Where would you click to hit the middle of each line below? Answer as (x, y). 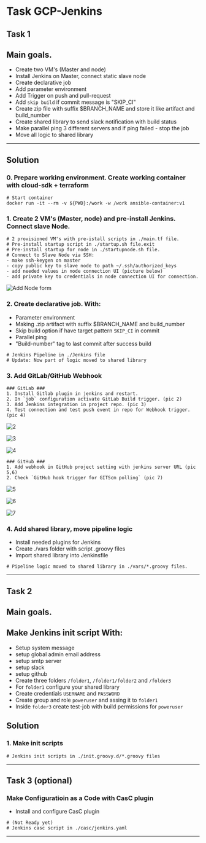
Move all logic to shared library (54, 135)
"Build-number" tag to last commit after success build (83, 343)
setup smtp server (38, 661)
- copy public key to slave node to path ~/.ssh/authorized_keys (91, 266)
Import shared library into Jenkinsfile (62, 555)
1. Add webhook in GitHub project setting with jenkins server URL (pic (101, 467)
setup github (31, 673)
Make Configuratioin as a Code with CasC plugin (80, 798)
